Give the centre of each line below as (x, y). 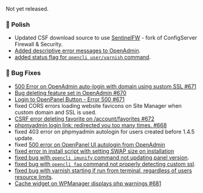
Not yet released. (27, 9)
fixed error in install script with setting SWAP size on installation (94, 151)
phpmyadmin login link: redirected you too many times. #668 (91, 125)
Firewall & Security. (39, 44)
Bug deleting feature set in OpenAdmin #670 (71, 93)
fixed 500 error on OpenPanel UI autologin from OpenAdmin (90, 144)
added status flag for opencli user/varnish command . (83, 57)
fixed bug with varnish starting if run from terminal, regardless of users (103, 170)
